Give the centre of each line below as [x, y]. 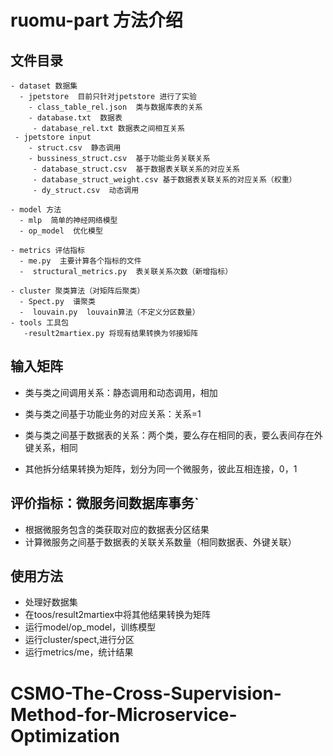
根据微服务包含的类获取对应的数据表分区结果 [117, 529]
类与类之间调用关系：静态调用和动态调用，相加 [121, 392]
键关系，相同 [51, 447]
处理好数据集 [51, 602]
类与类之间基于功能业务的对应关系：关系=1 [113, 413]
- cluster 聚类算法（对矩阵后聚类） [77, 291]
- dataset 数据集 [44, 86]
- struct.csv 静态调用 [75, 148]
